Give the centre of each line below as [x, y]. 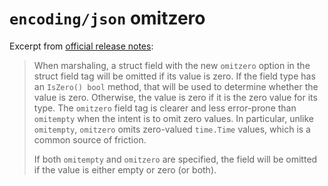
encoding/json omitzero [107, 18]
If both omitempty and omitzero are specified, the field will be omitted [175, 159]
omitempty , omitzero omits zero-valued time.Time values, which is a [172, 129]
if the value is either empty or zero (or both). [125, 169]
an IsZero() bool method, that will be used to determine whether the [176, 86]
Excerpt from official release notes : [81, 46]
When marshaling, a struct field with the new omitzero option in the [172, 65]
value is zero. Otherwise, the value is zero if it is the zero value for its [175, 97]
